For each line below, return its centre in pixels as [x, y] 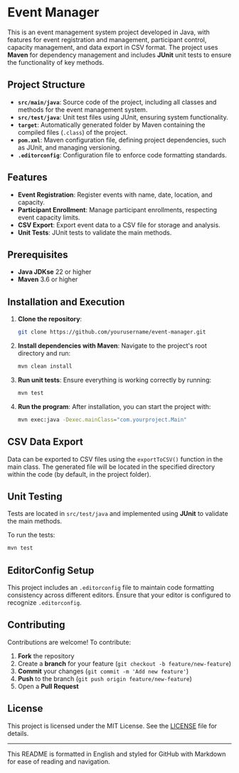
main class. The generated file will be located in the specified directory [111, 467]
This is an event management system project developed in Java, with [108, 32]
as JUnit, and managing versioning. [70, 147]
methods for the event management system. [83, 109]
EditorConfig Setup [51, 570]
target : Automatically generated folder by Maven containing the [111, 125]
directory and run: [44, 353]
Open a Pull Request [48, 686]
